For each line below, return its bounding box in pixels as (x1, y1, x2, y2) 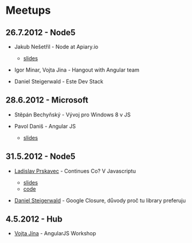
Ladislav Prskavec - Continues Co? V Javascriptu (14, 167, 136, 174)
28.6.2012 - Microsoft (5, 95, 89, 105)
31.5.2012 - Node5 (5, 152, 76, 162)
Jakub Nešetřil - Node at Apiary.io (14, 43, 99, 50)
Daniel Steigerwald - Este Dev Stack (14, 78, 103, 85)
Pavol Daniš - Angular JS (14, 122, 76, 130)
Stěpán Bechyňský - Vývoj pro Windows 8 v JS (14, 111, 131, 118)
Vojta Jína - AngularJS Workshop (14, 230, 96, 237)
